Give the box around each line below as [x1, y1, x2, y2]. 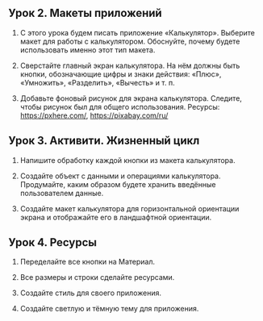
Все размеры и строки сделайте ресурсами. [19, 273, 175, 282]
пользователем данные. [19, 188, 104, 198]
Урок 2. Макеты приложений [8, 6, 163, 20]
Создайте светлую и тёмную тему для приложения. [19, 304, 199, 314]
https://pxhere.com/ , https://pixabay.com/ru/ [19, 110, 169, 120]
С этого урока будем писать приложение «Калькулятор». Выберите [19, 27, 256, 37]
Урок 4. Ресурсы [8, 236, 98, 249]
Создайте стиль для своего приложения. [19, 288, 161, 298]
